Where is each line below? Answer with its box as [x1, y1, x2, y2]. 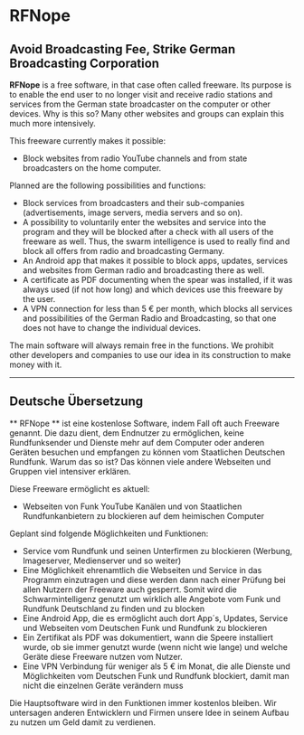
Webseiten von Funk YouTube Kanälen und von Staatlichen [22, 501, 242, 512]
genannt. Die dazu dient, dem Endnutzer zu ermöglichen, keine [9, 427, 244, 438]
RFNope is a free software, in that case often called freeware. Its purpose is [9, 80, 292, 90]
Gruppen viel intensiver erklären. [9, 466, 131, 476]
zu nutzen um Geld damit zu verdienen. [9, 716, 157, 728]
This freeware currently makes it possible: [9, 136, 166, 146]
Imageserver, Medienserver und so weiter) [22, 555, 182, 566]
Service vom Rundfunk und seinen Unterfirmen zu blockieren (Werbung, [22, 545, 293, 556]
